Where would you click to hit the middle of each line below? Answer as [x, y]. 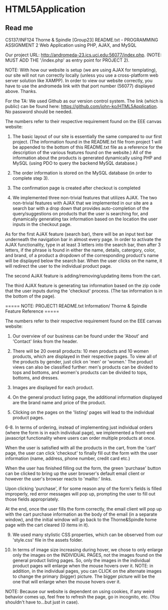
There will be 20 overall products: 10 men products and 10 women [80, 351]
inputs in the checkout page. [42, 224]
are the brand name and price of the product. [59, 402]
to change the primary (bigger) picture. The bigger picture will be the [84, 576]
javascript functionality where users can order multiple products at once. [80, 438]
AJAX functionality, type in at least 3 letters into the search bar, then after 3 [83, 245]
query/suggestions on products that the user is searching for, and [80, 214]
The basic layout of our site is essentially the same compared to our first [87, 136]
